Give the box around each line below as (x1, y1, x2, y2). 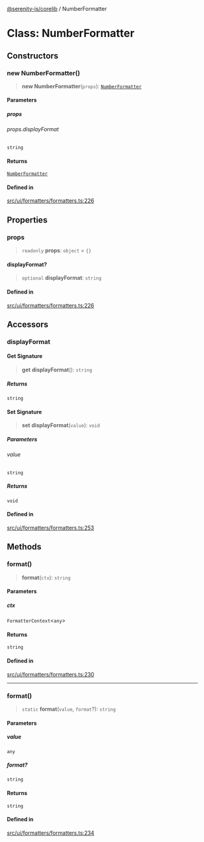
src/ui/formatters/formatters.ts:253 (7, 524, 94, 531)
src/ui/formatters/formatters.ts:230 (7, 671, 94, 678)
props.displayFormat (7, 126, 59, 133)
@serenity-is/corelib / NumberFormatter (7, 5, 107, 12)
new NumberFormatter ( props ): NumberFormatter (21, 82, 142, 90)
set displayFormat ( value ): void (21, 422, 100, 429)
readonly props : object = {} (21, 247, 91, 254)
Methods (7, 542, 42, 552)
